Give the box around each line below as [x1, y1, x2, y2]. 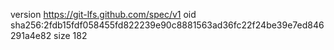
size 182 [53, 30, 88, 41]
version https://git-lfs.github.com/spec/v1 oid [10, 9, 197, 20]
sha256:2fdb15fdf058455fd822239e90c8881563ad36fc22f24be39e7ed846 [10, 19, 325, 31]
